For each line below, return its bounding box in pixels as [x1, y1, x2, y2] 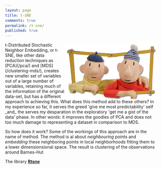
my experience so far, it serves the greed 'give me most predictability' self [5, 104, 154, 110]
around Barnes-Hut [5, 149, 44, 155]
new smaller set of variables [5, 73, 62, 79]
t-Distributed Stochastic [5, 42, 53, 48]
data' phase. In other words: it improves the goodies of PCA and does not [5, 114, 152, 120]
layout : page [5, 8, 32, 13]
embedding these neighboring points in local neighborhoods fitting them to [5, 139, 155, 145]
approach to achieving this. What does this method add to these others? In [5, 99, 154, 105]
